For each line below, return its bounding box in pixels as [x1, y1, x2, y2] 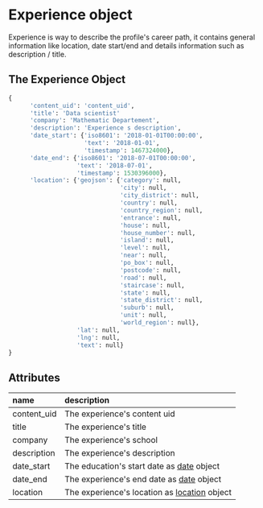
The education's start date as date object [64, 461, 220, 472]
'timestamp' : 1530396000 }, [76, 169, 167, 177]
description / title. [8, 49, 67, 59]
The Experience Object [8, 72, 126, 86]
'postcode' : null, [119, 266, 182, 275]
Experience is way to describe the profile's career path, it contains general [8, 32, 256, 42]
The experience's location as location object [64, 487, 232, 498]
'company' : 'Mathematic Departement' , [29, 117, 160, 125]
